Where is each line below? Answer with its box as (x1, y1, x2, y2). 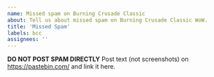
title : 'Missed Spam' (7, 23, 71, 30)
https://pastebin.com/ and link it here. (7, 62, 115, 71)
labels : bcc (7, 29, 42, 37)
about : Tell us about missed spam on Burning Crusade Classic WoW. (7, 17, 208, 24)
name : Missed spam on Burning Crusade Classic (7, 10, 145, 17)
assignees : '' (7, 36, 49, 43)
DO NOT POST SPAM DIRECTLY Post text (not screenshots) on (7, 55, 189, 63)
